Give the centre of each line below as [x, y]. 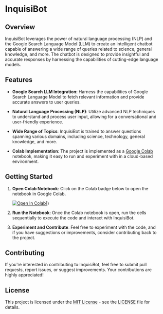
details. [12, 307]
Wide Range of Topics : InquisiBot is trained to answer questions [77, 131]
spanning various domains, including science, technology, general [78, 136]
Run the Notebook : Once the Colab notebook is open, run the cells [79, 213]
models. [13, 65]
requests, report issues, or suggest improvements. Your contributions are [78, 270]
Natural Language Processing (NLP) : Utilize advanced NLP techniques [83, 111]
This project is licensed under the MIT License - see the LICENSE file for [77, 302]
